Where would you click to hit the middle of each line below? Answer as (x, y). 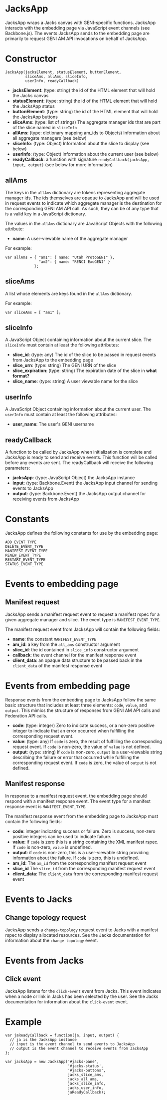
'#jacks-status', (85, 1066)
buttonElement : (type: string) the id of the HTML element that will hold (85, 111)
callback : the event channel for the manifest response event (74, 655)
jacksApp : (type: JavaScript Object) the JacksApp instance (74, 477)
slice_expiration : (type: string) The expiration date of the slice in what (84, 371)
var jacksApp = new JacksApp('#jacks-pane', (52, 1061)
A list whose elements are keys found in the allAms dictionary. (69, 293)
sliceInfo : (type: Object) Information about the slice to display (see (81, 143)
